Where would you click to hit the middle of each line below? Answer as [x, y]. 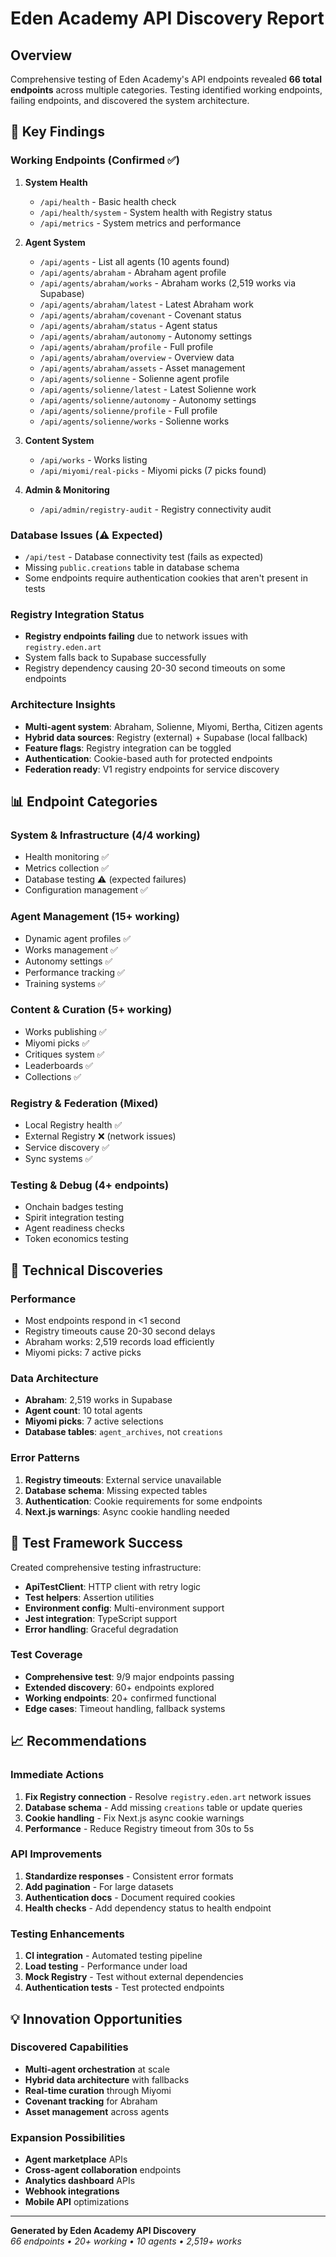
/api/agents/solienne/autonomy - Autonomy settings [148, 399]
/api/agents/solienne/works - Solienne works [134, 421]
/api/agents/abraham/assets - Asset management [142, 368]
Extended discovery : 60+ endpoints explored [119, 1687]
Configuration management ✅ [86, 890]
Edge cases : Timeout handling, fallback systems [125, 1708]
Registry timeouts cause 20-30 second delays [120, 1331]
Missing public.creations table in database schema [132, 567]
